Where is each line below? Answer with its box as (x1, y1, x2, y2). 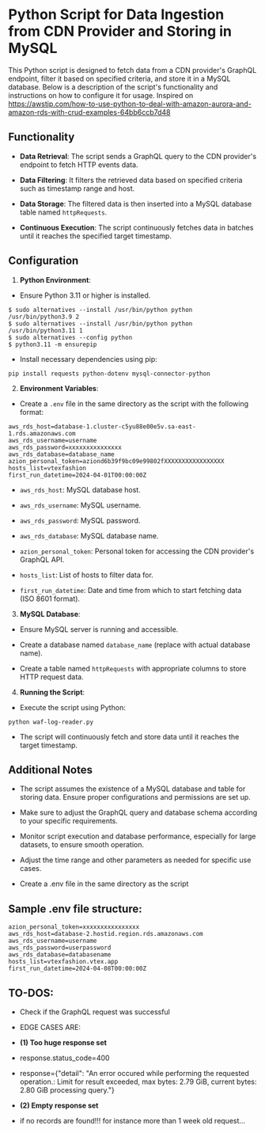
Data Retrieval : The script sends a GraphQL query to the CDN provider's (19, 151, 257, 161)
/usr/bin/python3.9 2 (8, 313, 80, 321)
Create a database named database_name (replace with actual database (19, 640, 251, 649)
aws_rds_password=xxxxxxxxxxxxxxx (8, 443, 123, 451)
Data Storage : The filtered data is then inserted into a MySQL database (19, 199, 252, 208)
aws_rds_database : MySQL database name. (19, 530, 160, 540)
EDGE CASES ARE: (19, 1023, 81, 1032)
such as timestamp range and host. (19, 184, 135, 193)
